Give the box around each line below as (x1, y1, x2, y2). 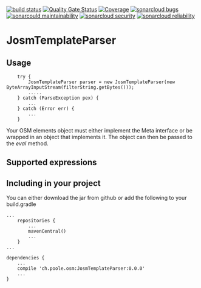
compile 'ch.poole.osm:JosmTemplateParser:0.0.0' (17, 266, 146, 272)
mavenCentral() (28, 228, 67, 235)
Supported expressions (6, 157, 97, 168)
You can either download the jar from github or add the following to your (6, 194, 187, 202)
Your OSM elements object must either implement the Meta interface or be (6, 127, 193, 134)
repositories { (17, 218, 56, 224)
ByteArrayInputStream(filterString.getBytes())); (6, 84, 135, 91)
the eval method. (6, 140, 49, 147)
